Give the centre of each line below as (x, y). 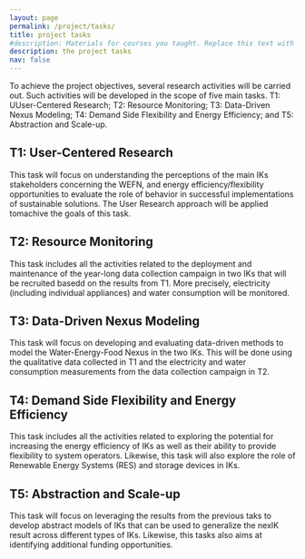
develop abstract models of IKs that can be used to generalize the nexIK (144, 525)
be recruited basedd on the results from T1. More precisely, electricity (140, 283)
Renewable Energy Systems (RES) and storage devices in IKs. (125, 466)
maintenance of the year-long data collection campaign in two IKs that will (148, 273)
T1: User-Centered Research (92, 153)
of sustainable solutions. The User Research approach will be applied (139, 203)
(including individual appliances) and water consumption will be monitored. (150, 292)
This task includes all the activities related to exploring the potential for (142, 436)
